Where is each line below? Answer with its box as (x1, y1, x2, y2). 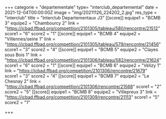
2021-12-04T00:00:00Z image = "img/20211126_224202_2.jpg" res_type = (4, 9, 157, 15)
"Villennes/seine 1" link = (4, 36, 56, 42)
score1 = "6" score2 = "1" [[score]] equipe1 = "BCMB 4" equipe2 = (4, 31, 141, 36)
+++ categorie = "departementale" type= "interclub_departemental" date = (4, 4, 159, 10)
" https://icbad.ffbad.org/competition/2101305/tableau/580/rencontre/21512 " (4, 25, 160, 31)
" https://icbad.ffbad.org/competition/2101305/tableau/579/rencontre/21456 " (4, 41, 161, 47)
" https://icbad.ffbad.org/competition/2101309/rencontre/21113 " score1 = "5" (4, 94, 160, 100)
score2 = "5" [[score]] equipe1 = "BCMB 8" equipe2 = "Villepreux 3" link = (4, 89, 157, 95)
